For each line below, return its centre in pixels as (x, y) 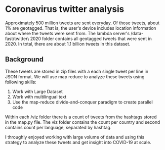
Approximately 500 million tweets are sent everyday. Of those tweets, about (82, 23)
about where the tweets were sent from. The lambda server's (67, 33)
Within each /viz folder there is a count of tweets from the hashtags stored (81, 117)
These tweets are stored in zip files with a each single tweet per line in (77, 71)
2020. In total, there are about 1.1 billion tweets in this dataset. (68, 44)
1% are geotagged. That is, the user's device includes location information (81, 28)
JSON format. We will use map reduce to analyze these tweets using (75, 76)
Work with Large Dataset (38, 91)
